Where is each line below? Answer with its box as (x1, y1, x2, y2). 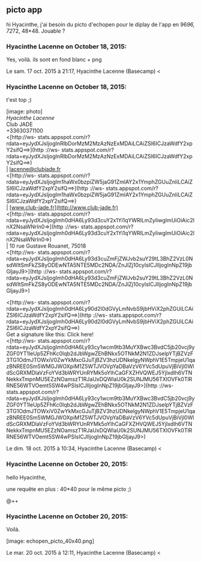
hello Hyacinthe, (6, 473, 47, 481)
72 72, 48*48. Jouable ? (6, 27, 65, 34)
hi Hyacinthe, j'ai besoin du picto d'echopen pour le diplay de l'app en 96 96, (6, 20, 195, 28)
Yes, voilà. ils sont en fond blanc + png (6, 56, 102, 63)
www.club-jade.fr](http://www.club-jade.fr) (11, 204, 119, 211)
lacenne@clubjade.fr (9, 166, 61, 173)
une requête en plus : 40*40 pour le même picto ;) (6, 485, 131, 493)
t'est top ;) (6, 96, 32, 104)
